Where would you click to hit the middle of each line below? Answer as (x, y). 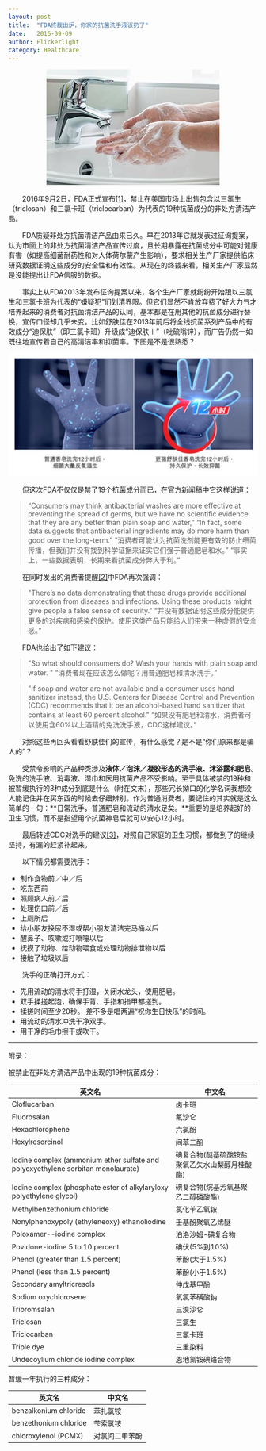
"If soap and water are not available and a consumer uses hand (131, 689)
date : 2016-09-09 (40, 33)
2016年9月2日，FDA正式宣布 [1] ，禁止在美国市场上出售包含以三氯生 (132, 199)
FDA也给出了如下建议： (61, 647)
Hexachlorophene (40, 1129)
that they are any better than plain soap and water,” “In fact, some (135, 523)
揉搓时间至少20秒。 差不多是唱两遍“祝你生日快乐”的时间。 (115, 1011)
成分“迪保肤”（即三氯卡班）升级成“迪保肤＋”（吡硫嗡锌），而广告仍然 (127, 332)
